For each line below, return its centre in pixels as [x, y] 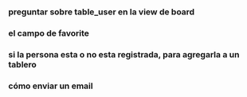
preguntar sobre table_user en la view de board [102, 12]
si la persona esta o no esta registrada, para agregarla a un [124, 54]
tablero [23, 64]
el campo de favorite [49, 33]
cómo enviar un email [51, 86]
